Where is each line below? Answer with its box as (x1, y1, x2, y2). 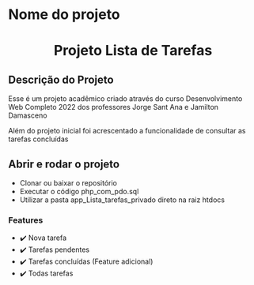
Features (8, 215, 44, 226)
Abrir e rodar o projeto (8, 157, 120, 171)
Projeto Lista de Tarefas (53, 42, 213, 60)
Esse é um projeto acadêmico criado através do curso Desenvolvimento (8, 94, 243, 103)
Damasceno (8, 111, 47, 120)
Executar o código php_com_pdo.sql (19, 187, 139, 196)
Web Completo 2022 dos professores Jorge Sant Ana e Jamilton (8, 103, 219, 112)
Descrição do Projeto (8, 73, 114, 86)
